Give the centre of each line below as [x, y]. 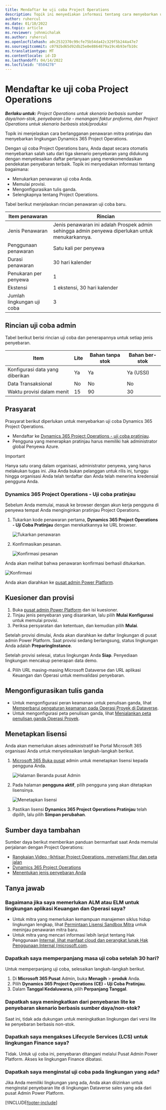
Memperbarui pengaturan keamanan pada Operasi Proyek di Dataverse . [85, 708]
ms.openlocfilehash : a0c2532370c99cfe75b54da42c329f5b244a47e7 [72, 42]
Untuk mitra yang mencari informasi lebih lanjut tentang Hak [73, 935]
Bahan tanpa [105, 355]
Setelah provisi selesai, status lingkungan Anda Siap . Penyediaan [71, 655]
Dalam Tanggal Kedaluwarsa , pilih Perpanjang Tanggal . [70, 989]
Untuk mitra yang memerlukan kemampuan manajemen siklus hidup [81, 919]
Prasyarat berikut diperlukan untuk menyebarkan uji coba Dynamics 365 [79, 421]
